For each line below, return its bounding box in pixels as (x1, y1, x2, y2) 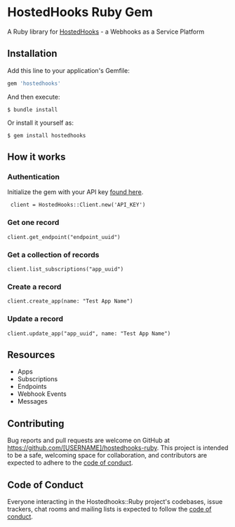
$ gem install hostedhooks (7, 132, 86, 139)
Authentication (7, 172, 60, 182)
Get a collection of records (7, 249, 100, 259)
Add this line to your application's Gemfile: (7, 66, 130, 74)
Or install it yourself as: (7, 118, 74, 127)
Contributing (7, 418, 65, 430)
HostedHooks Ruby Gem (7, 4, 153, 20)
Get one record (7, 218, 60, 228)
